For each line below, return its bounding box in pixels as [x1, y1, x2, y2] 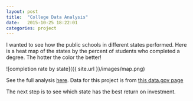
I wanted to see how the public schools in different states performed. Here [6, 41, 187, 48]
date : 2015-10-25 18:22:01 [6, 19, 78, 25]
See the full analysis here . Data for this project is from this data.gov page [6, 77, 184, 84]
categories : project [6, 25, 57, 31]
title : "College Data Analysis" [6, 14, 89, 20]
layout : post [6, 8, 38, 15]
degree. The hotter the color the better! [6, 54, 102, 61]
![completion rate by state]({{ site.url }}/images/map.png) [6, 66, 146, 73]
